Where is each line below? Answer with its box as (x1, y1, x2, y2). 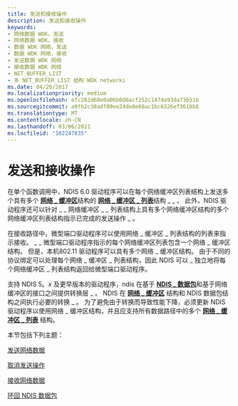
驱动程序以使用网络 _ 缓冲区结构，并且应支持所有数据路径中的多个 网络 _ (7, 307, 220, 316)
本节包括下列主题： (7, 330, 64, 339)
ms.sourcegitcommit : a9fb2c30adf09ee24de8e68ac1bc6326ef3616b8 (7, 103, 200, 110)
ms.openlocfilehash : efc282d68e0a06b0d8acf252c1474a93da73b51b (7, 97, 200, 104)
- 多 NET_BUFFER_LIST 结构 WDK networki (7, 76, 126, 84)
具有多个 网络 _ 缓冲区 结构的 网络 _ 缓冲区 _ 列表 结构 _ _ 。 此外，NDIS (13, 197, 219, 205)
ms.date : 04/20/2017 (7, 83, 69, 90)
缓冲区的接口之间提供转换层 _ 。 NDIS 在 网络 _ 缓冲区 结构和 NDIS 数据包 (7, 289, 222, 298)
